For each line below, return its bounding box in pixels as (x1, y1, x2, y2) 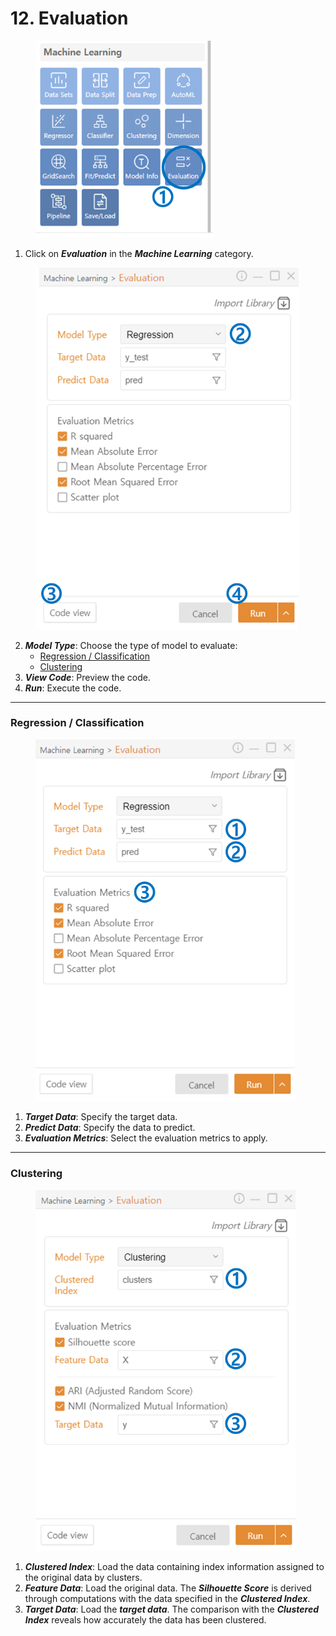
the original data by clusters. (24, 1572, 143, 1584)
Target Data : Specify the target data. (24, 1111, 178, 1123)
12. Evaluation (10, 7, 129, 30)
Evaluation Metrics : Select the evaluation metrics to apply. (24, 1132, 268, 1144)
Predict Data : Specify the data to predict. (24, 1122, 196, 1134)
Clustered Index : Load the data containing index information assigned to (24, 1561, 325, 1573)
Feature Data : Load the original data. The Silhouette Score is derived (24, 1582, 312, 1594)
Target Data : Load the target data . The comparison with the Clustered (24, 1603, 320, 1616)
